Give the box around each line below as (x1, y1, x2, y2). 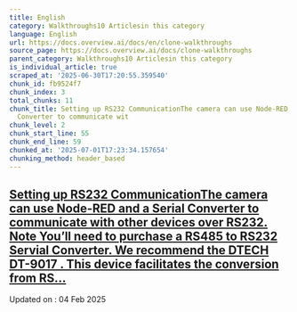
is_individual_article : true (9, 63, 117, 72)
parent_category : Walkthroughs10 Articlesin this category (9, 54, 233, 63)
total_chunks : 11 (9, 95, 74, 105)
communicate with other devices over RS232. (9, 215, 269, 230)
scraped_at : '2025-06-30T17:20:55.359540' (9, 71, 169, 80)
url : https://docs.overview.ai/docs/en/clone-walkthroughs (9, 37, 233, 47)
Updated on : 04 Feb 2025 (9, 294, 107, 305)
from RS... (9, 270, 67, 285)
